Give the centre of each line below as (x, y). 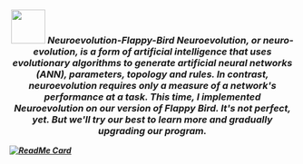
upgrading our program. (152, 130)
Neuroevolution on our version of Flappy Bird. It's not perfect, (152, 108)
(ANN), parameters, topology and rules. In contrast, (152, 74)
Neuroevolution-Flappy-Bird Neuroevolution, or (154, 40)
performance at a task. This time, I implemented (152, 97)
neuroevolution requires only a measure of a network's (152, 85)
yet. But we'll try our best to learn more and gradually (152, 120)
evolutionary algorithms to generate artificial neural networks (152, 63)
